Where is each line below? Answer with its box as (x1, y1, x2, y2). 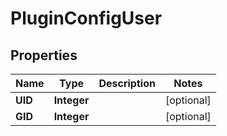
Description (98, 77, 156, 90)
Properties (10, 47, 78, 64)
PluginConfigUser (10, 7, 163, 30)
